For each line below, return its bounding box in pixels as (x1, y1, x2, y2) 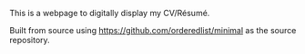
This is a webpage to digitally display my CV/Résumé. (9, 8, 210, 18)
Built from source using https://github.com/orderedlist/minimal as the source (9, 25, 297, 35)
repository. (9, 35, 50, 45)
